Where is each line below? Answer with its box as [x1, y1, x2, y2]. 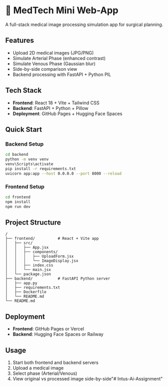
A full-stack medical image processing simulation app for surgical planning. [5, 21, 163, 27]
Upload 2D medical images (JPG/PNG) [12, 49, 94, 56]
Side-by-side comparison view [12, 66, 77, 72]
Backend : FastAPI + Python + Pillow [12, 105, 89, 111]
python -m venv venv [5, 157, 49, 162]
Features [5, 36, 34, 45]
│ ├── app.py [5, 281, 38, 286]
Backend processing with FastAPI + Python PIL [12, 71, 111, 77]
